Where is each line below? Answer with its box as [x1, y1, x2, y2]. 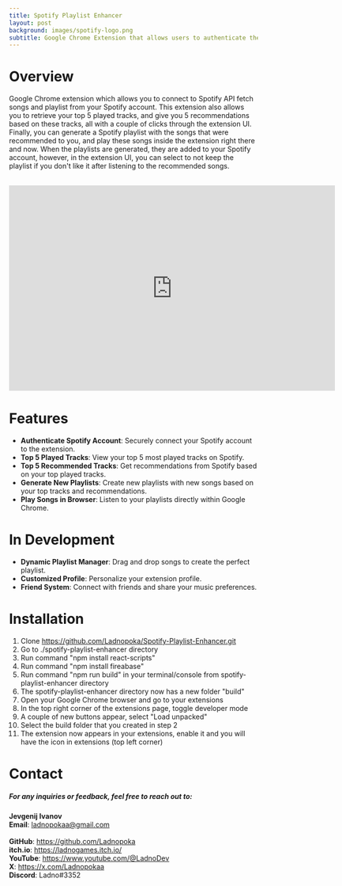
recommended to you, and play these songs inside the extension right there [9, 136, 255, 146]
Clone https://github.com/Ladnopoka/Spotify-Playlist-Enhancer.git [20, 637, 236, 645]
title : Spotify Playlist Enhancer [9, 11, 123, 20]
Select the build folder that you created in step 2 [20, 721, 179, 729]
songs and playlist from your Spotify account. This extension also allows [9, 102, 245, 112]
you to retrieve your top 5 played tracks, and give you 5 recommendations [9, 111, 250, 120]
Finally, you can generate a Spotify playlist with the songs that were [9, 127, 229, 137]
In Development [9, 531, 115, 549]
